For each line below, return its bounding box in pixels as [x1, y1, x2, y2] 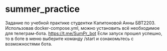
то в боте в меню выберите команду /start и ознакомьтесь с [5, 36, 134, 42]
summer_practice [5, 3, 80, 15]
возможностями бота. [5, 41, 52, 47]
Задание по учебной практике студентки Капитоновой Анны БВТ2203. [5, 20, 156, 26]
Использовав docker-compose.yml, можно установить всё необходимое [5, 25, 160, 31]
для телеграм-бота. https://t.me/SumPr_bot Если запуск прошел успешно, [5, 30, 163, 36]
